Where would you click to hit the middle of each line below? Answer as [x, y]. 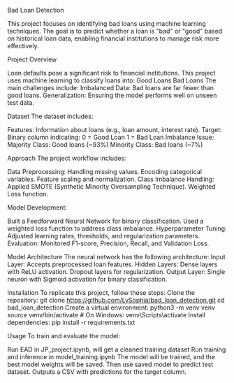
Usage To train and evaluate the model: [64, 336]
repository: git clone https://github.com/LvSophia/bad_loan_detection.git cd [116, 300]
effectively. [23, 46]
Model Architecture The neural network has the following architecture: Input [116, 257]
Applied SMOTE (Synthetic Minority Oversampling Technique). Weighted [111, 187]
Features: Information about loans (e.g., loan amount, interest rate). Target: [115, 130]
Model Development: [37, 208]
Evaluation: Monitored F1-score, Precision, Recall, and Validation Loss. [108, 243]
